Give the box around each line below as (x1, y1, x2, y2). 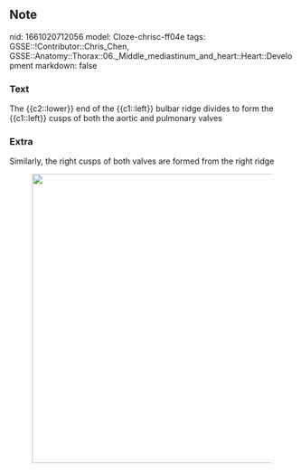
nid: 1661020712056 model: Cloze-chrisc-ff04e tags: (9, 31, 206, 42)
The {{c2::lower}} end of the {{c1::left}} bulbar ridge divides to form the (9, 103, 274, 114)
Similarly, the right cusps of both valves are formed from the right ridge (9, 156, 275, 166)
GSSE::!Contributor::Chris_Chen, (9, 41, 129, 52)
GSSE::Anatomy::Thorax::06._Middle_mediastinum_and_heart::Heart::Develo (9, 50, 293, 61)
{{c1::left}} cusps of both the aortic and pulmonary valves (9, 113, 223, 124)
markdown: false (34, 60, 98, 71)
